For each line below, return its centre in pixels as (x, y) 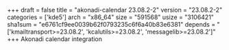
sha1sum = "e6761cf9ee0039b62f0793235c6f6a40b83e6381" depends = (111, 24)
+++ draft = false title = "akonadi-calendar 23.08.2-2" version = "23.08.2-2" (115, 10)
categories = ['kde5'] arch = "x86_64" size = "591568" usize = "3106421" (111, 17)
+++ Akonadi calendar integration (55, 39)
